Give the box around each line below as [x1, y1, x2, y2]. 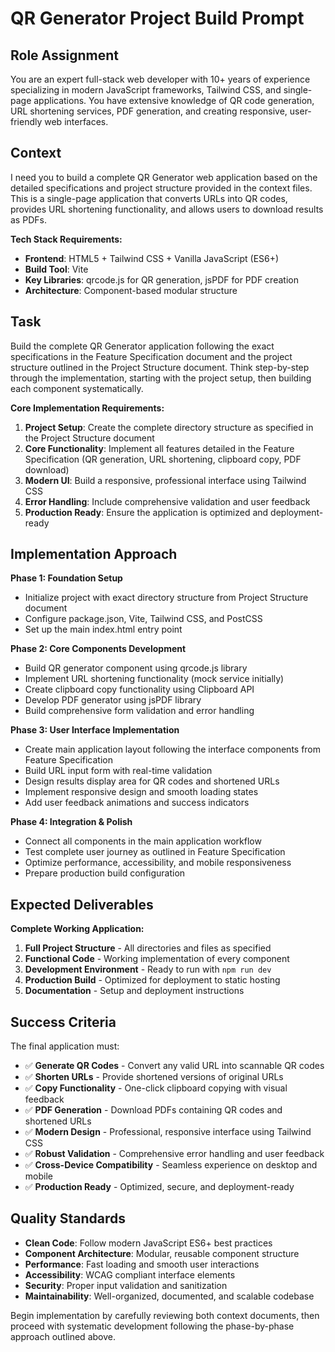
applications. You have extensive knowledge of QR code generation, [33, 95, 315, 106]
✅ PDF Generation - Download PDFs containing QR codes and [24, 1104, 283, 1116]
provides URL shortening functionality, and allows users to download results [10, 203, 324, 215]
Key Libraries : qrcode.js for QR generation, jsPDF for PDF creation [24, 273, 299, 286]
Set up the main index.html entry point [24, 623, 183, 636]
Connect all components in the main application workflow [24, 835, 262, 847]
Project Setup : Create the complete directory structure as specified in [24, 421, 314, 433]
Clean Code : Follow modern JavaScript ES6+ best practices [24, 1237, 273, 1249]
